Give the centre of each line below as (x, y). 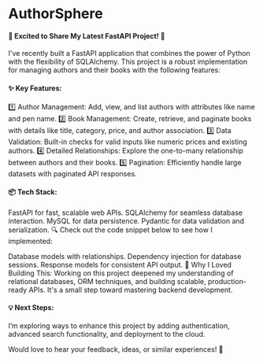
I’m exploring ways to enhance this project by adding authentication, (119, 326)
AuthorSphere (56, 14)
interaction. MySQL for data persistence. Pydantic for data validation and (126, 220)
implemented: (30, 241)
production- (227, 281)
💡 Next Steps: (31, 308)
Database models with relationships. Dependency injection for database (125, 256)
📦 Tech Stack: (33, 192)
